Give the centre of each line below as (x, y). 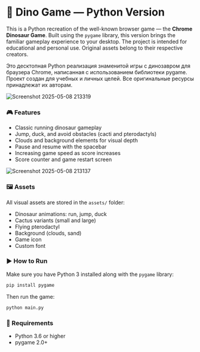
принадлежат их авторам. (39, 85)
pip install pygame (30, 285)
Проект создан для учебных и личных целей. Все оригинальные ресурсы (100, 78)
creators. (17, 54)
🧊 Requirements (30, 323)
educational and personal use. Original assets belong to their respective (95, 48)
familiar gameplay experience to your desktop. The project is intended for (97, 41)
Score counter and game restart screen (63, 160)
